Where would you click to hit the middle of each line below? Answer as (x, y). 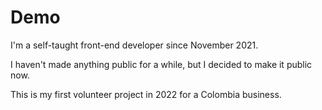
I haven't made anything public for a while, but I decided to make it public (161, 64)
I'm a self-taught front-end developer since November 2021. (134, 45)
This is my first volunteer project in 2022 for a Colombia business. (146, 94)
